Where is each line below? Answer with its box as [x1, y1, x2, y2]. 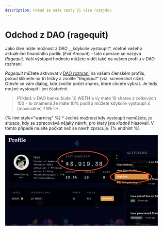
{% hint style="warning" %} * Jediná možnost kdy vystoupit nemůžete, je [5, 115, 152, 121]
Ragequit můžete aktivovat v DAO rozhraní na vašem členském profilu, [5, 70, 146, 76]
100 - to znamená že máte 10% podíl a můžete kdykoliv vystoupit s [16, 100, 150, 106]
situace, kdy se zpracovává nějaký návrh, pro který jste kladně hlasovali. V [5, 120, 154, 126]
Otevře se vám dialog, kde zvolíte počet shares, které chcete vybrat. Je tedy [5, 81, 158, 86]
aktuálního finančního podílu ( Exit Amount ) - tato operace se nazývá [5, 50, 142, 56]
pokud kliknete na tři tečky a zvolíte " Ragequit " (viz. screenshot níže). [5, 75, 145, 81]
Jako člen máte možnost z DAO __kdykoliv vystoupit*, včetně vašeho [5, 45, 142, 51]
